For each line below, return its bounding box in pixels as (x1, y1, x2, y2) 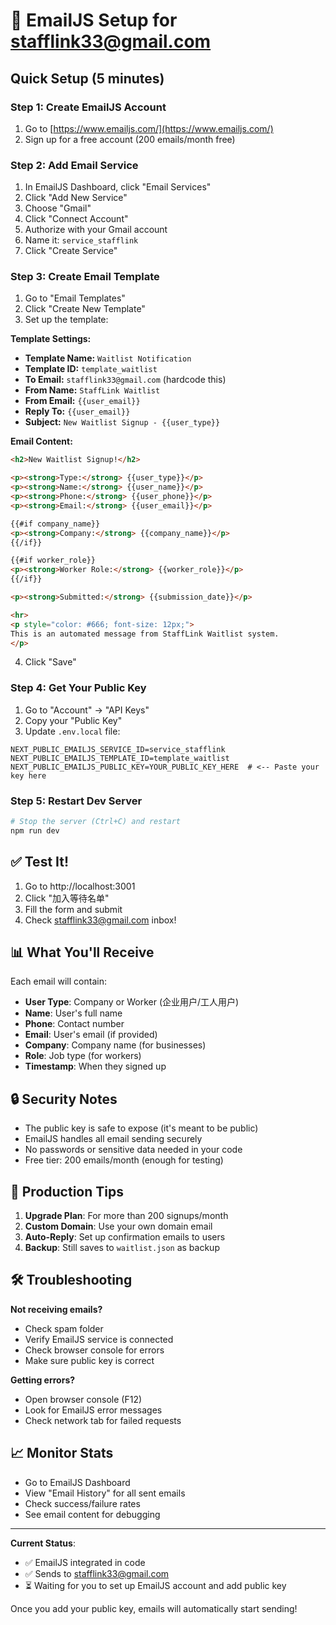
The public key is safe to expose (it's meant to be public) (24, 1122, 259, 1134)
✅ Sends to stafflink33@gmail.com (24, 1567, 170, 1579)
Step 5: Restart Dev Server (10, 794, 143, 808)
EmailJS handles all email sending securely (24, 1133, 203, 1145)
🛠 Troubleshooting (10, 1272, 133, 1289)
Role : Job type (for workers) (24, 1050, 142, 1062)
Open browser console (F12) (24, 1393, 143, 1405)
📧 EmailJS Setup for (10, 9, 178, 32)
